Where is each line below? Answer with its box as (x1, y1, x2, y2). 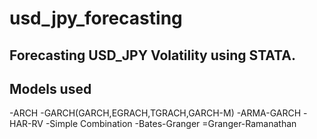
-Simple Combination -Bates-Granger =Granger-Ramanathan (45, 118, 297, 130)
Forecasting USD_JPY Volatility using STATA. (9, 47, 296, 64)
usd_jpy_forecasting (9, 7, 183, 30)
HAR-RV (9, 118, 44, 130)
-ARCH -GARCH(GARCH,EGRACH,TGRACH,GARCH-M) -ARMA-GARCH (9, 107, 302, 119)
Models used (9, 80, 92, 97)
